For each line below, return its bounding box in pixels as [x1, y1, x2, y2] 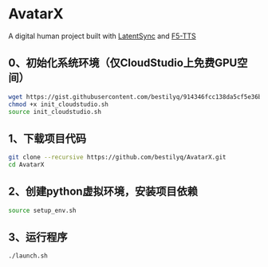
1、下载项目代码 [8, 132, 87, 145]
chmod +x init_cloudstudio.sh [8, 100, 109, 108]
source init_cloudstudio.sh [8, 108, 102, 116]
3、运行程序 [8, 230, 68, 244]
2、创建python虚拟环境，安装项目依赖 [8, 185, 198, 198]
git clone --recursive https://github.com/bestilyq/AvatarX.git [8, 153, 227, 162]
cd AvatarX [8, 161, 45, 169]
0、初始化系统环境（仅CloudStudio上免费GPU [8, 57, 238, 70]
